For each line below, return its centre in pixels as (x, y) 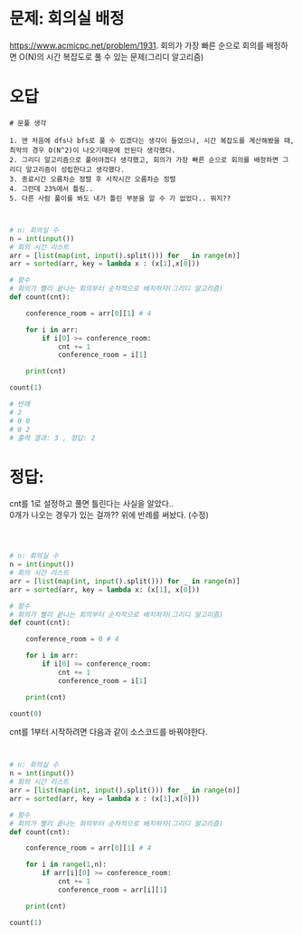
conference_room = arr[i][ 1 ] (113, 890)
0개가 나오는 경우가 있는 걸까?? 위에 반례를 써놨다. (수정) (109, 515)
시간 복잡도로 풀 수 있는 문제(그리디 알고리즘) (125, 56)
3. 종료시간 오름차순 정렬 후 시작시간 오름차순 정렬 (93, 179)
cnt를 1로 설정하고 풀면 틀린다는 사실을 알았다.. (92, 504)
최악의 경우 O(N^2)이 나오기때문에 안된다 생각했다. (93, 150)
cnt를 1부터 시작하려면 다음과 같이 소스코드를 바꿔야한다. (109, 732)
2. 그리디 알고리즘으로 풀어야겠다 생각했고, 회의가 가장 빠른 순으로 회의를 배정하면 (144, 159)
